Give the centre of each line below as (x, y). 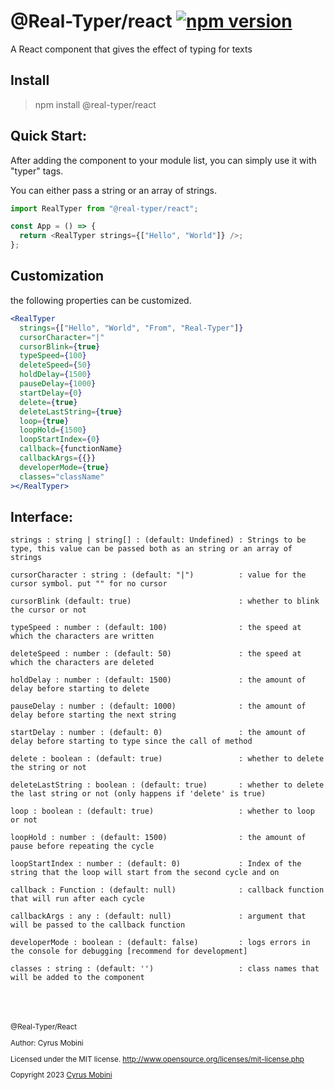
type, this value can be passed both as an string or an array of (151, 549)
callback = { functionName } (71, 449)
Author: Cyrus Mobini (47, 1043)
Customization (57, 276)
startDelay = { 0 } (51, 393)
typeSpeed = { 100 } (53, 356)
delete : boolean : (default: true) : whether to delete (167, 759)
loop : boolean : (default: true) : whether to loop (162, 811)
